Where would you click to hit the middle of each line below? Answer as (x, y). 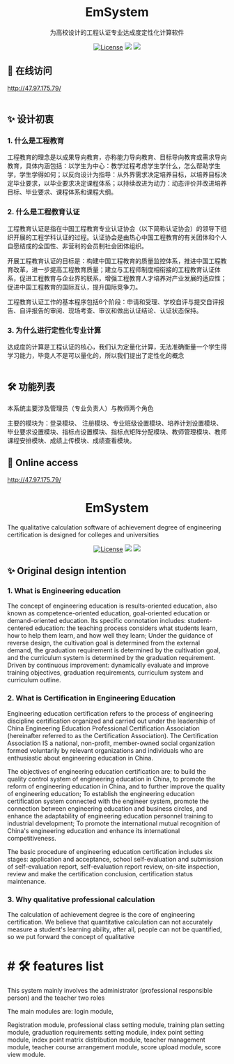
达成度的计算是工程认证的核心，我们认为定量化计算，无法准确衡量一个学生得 (117, 347)
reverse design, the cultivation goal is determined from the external (104, 643)
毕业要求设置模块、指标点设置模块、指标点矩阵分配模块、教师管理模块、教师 (117, 432)
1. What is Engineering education (64, 590)
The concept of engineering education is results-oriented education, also (112, 606)
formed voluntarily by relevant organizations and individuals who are (106, 750)
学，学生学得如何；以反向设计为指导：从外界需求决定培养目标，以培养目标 (114, 174)
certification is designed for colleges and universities (83, 534)
